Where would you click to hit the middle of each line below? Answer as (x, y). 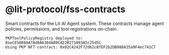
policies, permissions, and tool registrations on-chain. (62, 29)
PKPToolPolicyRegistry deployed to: (44, 38)
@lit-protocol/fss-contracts (65, 9)
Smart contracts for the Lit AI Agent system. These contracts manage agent (84, 23)
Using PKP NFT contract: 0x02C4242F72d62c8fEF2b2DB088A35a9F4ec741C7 (81, 47)
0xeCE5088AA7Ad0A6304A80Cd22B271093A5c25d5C (53, 43)
